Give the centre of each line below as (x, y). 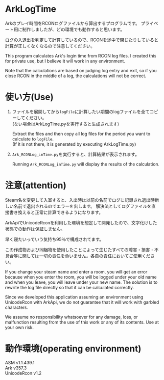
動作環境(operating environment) (73, 349)
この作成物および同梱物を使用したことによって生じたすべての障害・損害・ (80, 249)
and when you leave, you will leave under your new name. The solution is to (81, 282)
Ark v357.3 (16, 368)
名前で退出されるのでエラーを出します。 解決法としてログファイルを (82, 206)
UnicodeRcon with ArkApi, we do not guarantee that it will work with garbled (82, 302)
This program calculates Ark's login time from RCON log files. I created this (81, 55)
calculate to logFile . (33, 139)
